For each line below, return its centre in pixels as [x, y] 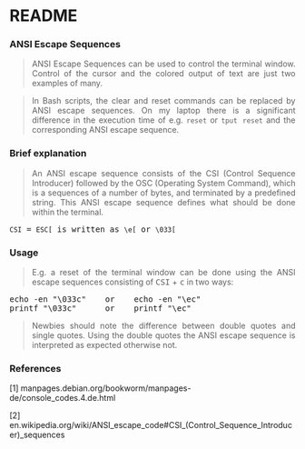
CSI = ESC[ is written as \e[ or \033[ [93, 229]
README [44, 16]
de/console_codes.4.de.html [63, 398]
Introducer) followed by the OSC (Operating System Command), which [163, 183]
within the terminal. [68, 212]
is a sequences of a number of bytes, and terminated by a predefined [163, 193]
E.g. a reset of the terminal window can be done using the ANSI [163, 273]
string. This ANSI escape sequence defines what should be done [163, 202]
